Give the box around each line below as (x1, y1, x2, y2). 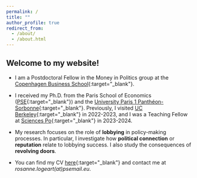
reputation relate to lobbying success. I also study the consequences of (14, 141, 192, 148)
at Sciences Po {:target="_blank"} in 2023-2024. (14, 117, 132, 124)
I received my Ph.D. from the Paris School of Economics (14, 91, 152, 98)
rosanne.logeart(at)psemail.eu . (14, 165, 91, 172)
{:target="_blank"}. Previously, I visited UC (39, 104, 143, 112)
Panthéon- (137, 98, 164, 105)
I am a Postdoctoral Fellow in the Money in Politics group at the (14, 74, 169, 81)
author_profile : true (6, 20, 60, 26)
